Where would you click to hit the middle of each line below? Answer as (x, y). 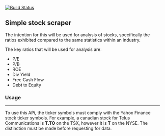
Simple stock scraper (38, 23)
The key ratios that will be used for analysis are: (54, 49)
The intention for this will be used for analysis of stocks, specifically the (78, 35)
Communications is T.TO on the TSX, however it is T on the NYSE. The (77, 123)
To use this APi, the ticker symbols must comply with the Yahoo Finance (78, 113)
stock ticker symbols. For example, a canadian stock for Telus (68, 118)
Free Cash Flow (28, 79)
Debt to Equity (27, 85)
